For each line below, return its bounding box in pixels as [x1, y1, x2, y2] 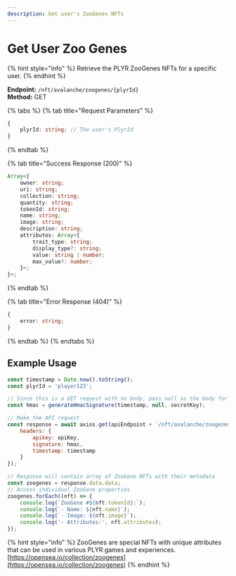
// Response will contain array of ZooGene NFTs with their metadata [7, 473, 216, 480]
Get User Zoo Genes [7, 40, 128, 56]
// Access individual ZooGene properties [7, 486, 131, 493]
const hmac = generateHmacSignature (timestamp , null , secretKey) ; [7, 402, 206, 409]
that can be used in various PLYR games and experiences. [7, 546, 176, 553]
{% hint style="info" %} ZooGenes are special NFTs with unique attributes [7, 538, 222, 546]
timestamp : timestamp [32, 447, 96, 454]
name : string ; [20, 212, 61, 219]
